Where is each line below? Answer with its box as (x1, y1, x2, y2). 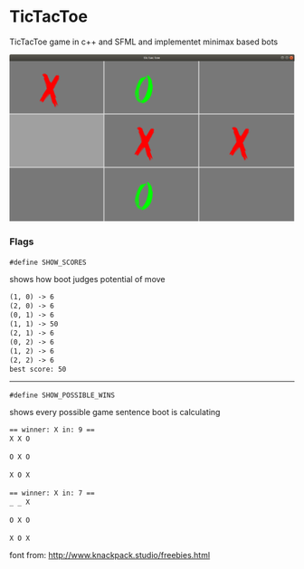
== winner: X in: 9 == (9, 425, 95, 434)
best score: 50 (9, 365, 67, 374)
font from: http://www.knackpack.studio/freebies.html (9, 549, 211, 560)
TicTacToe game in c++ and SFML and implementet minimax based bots (9, 36, 279, 47)
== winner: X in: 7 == (9, 488, 95, 498)
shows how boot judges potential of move (9, 273, 166, 284)
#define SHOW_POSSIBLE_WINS (9, 391, 116, 400)
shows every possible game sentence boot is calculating (9, 406, 221, 417)
